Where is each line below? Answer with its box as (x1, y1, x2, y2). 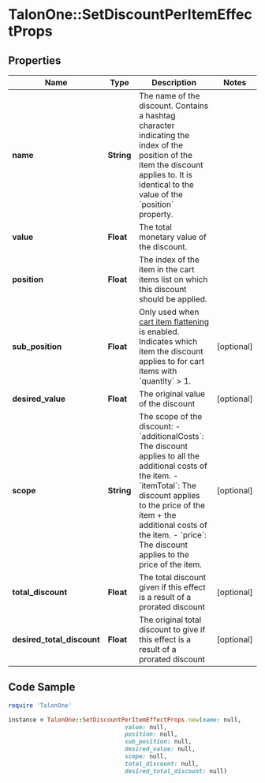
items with (139, 365, 177, 377)
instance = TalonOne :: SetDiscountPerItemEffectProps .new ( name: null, (8, 716, 242, 724)
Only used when (139, 306, 200, 317)
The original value (139, 388, 206, 399)
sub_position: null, (125, 738, 192, 746)
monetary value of (139, 231, 207, 242)
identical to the (139, 179, 195, 190)
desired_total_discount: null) (125, 767, 227, 775)
